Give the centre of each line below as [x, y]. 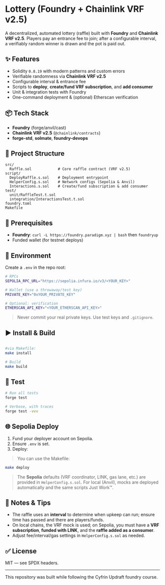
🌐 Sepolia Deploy [32, 427]
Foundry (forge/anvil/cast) [39, 128]
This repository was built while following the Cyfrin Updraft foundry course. [82, 577]
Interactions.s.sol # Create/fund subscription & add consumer [79, 186]
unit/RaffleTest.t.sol [33, 195]
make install [18, 353]
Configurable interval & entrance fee [49, 81]
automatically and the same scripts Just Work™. [65, 487]
